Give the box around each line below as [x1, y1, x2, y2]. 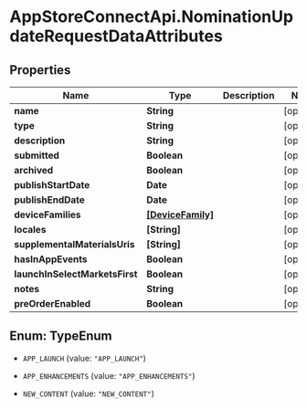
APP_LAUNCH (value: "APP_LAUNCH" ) [22, 352, 146, 363]
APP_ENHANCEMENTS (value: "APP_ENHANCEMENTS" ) [22, 370, 196, 381]
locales [14, 224, 47, 235]
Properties [9, 62, 71, 78]
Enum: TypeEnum [9, 329, 112, 344]
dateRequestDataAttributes [9, 26, 224, 47]
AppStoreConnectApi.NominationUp [9, 6, 294, 27]
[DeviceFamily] [145, 208, 215, 221]
